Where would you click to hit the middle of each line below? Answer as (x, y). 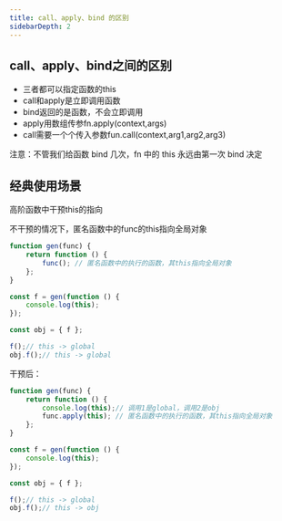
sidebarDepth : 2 (40, 26)
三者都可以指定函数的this (69, 89)
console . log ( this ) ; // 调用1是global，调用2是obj (131, 408)
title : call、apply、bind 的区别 (69, 18)
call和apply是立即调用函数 (71, 100)
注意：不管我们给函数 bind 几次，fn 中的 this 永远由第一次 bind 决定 (136, 154)
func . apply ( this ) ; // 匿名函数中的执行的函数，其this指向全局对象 (157, 416)
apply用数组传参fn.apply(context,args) (95, 123)
